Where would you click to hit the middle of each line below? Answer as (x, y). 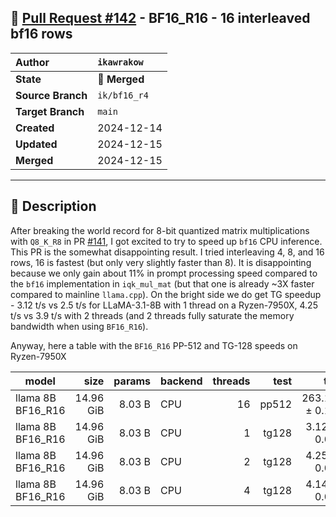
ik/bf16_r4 (123, 95)
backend (181, 381)
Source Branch (51, 95)
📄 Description (53, 206)
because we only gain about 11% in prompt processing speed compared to (164, 273)
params (132, 381)
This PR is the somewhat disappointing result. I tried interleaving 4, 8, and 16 (167, 252)
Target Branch (50, 111)
